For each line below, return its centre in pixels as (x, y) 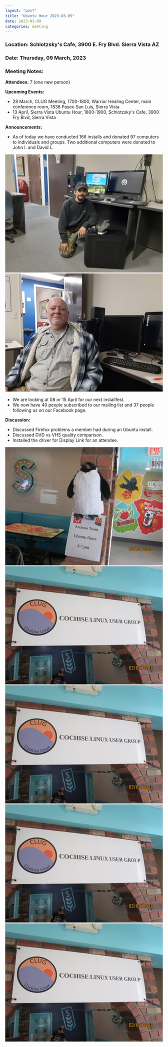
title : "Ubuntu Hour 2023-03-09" (40, 16)
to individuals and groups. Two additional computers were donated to (84, 142)
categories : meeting (27, 26)
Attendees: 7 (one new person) (38, 82)
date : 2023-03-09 (23, 21)
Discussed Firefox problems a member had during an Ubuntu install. (82, 429)
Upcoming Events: (25, 92)
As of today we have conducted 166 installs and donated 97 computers (85, 137)
